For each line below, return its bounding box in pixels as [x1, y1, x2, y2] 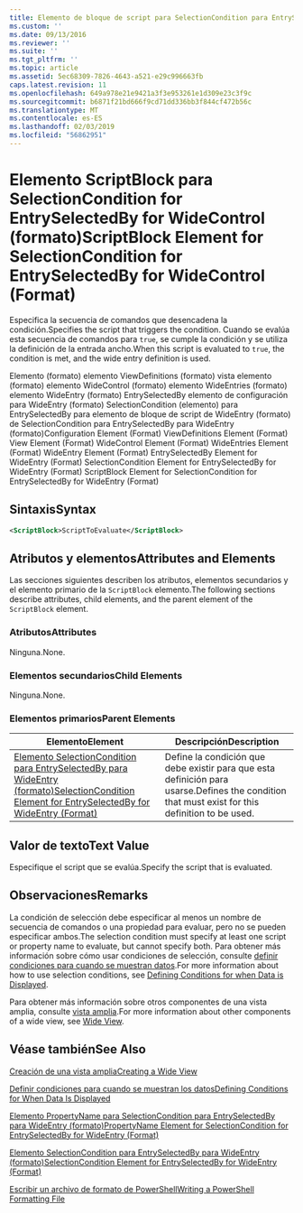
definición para [164, 773, 229, 786]
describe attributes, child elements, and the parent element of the [9, 594, 253, 605]
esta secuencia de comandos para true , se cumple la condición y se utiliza [9, 333, 289, 344]
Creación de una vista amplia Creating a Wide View [9, 1066, 198, 1077]
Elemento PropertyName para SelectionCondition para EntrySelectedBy [9, 1110, 276, 1121]
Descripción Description [174, 736, 280, 748]
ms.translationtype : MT [9, 106, 99, 115]
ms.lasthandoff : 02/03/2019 [9, 123, 115, 132]
